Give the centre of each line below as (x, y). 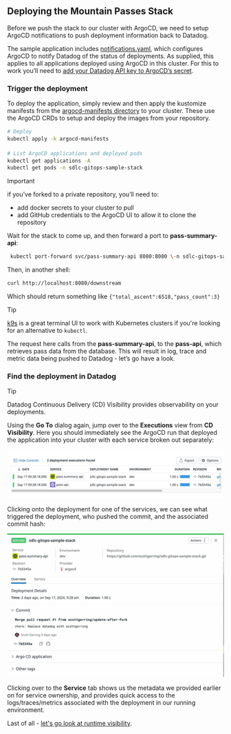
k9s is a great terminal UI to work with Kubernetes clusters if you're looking (114, 323)
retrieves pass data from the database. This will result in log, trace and (107, 351)
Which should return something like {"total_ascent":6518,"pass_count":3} (113, 296)
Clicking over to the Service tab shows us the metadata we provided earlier (114, 688)
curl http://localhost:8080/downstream (64, 283)
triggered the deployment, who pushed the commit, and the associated (108, 516)
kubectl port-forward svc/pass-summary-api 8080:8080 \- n (95, 257)
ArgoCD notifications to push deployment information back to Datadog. (108, 35)
